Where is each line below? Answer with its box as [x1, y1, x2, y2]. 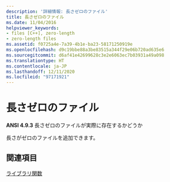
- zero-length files [6, 36, 57, 42]
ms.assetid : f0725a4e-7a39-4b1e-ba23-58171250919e [6, 42, 133, 48]
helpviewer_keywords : [6, 25, 59, 31]
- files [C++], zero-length [6, 31, 75, 36]
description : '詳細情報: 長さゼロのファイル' [6, 8, 108, 15]
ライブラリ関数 [6, 170, 42, 177]
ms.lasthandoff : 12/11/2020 [6, 69, 75, 75]
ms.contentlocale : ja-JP [6, 63, 67, 69]
